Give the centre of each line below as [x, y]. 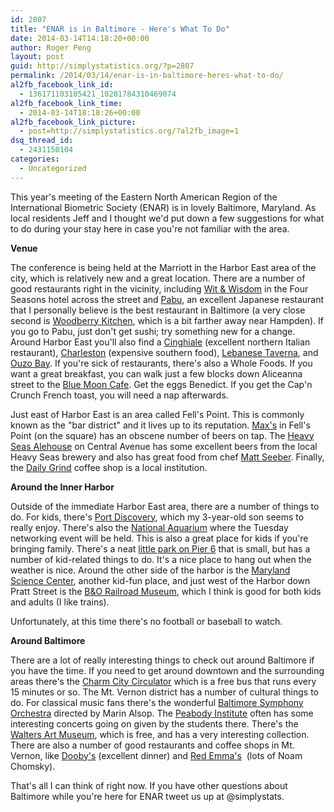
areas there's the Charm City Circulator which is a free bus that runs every [163, 681]
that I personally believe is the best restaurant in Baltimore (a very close [158, 310]
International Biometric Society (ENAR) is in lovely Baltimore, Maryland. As [163, 207]
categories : [35, 159]
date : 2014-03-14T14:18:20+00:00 [80, 38]
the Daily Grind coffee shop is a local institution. [109, 467]
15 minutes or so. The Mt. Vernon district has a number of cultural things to [164, 692]
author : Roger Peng [51, 47]
